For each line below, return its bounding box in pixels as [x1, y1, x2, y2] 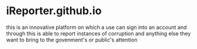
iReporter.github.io [6, 4, 102, 18]
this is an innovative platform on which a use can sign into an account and [6, 24, 187, 31]
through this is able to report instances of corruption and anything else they [6, 30, 191, 37]
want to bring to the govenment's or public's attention [6, 36, 138, 43]
